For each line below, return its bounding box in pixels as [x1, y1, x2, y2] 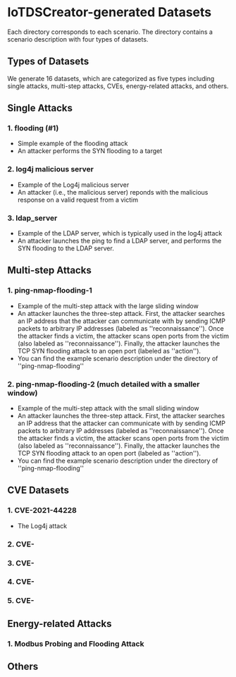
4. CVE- [7, 577, 35, 587]
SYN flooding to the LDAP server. [17, 244, 114, 252]
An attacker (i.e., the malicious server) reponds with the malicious [17, 188, 209, 196]
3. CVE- [7, 558, 35, 568]
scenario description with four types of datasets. [7, 35, 149, 43]
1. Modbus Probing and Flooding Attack [7, 639, 144, 649]
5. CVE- [7, 596, 35, 606]
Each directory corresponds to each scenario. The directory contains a [7, 28, 213, 36]
